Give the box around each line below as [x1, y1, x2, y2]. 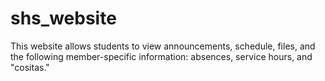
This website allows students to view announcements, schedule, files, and [10, 40, 316, 52]
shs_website [10, 7, 117, 30]
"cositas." [10, 61, 50, 73]
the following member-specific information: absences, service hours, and [10, 50, 313, 62]
